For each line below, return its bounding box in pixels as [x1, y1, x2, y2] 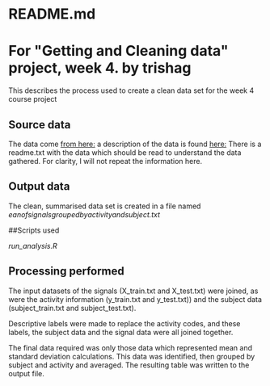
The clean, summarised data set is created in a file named [8, 201, 201, 211]
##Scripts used [8, 225, 60, 235]
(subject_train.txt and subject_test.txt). [8, 303, 137, 313]
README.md [8, 5, 96, 23]
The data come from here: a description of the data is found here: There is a [8, 139, 262, 149]
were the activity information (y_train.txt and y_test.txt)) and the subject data [8, 294, 263, 304]
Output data [8, 179, 70, 194]
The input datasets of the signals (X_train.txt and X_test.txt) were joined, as [8, 286, 259, 296]
